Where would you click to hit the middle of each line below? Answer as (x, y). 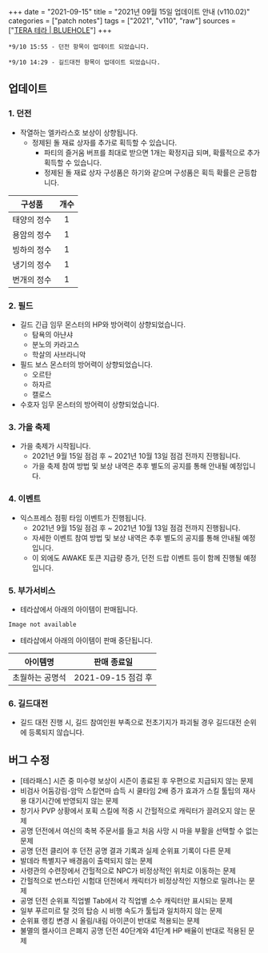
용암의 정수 (32, 234)
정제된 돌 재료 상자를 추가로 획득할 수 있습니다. (104, 142)
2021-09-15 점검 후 (113, 677)
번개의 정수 (32, 280)
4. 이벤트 (25, 499)
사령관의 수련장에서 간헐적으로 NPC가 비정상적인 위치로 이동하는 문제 (128, 871)
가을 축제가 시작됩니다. (55, 446)
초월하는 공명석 (39, 677)
